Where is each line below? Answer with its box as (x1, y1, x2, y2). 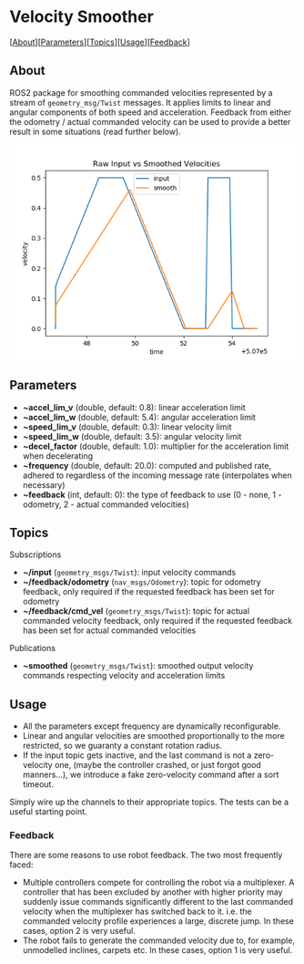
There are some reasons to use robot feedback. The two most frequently (9, 850, 283, 861)
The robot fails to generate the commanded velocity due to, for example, (22, 935, 296, 946)
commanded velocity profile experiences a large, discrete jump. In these (22, 916, 294, 927)
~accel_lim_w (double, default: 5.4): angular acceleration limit (22, 411, 257, 422)
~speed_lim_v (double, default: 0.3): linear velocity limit (22, 421, 232, 432)
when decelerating (22, 450, 94, 461)
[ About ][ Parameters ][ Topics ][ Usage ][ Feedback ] (9, 36, 191, 47)
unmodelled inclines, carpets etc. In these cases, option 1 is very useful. (22, 945, 293, 956)
